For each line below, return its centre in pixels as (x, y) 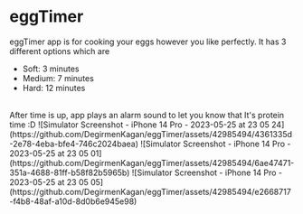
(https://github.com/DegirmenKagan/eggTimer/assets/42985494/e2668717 (150, 191)
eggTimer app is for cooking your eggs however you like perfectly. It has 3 (148, 42)
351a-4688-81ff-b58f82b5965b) (70, 172)
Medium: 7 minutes (58, 78)
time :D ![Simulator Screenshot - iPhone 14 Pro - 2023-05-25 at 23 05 (139, 125)
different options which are (60, 51)
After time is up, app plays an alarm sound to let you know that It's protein (147, 115)
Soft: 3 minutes (51, 69)
